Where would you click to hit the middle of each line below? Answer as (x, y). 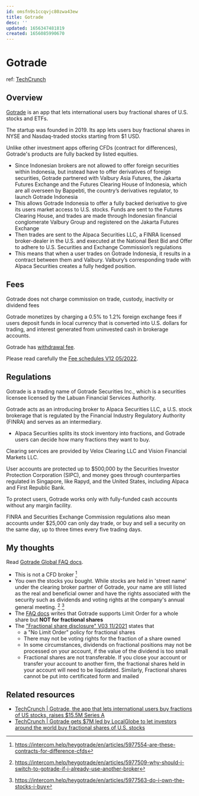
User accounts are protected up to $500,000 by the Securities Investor (93, 469)
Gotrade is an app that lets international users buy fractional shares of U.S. (97, 112)
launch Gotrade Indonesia (46, 196)
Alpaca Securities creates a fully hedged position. (75, 266)
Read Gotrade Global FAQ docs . (45, 562)
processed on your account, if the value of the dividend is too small (106, 651)
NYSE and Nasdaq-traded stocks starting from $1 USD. (73, 136)
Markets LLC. (22, 457)
